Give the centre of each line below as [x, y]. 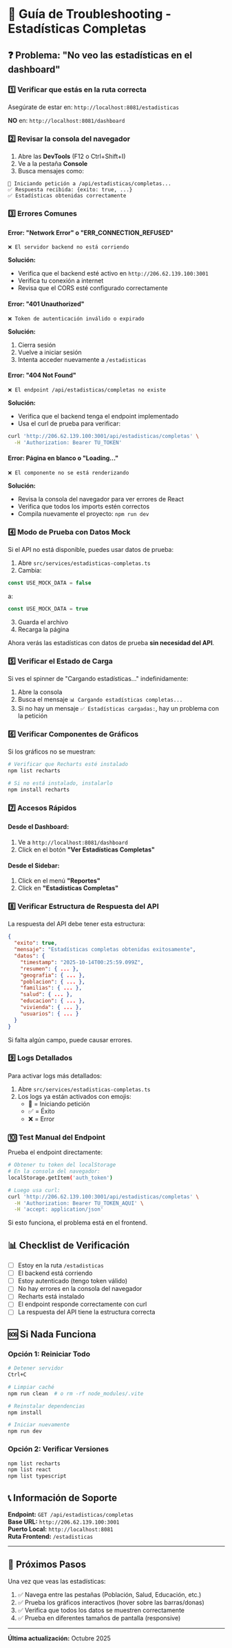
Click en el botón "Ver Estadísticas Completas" [86, 850]
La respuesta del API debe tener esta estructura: [76, 924]
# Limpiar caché [31, 1387]
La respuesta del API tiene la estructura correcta [86, 1312]
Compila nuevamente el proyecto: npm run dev [83, 513]
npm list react [30, 1470]
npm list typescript [38, 1476]
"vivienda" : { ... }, [51, 1008]
